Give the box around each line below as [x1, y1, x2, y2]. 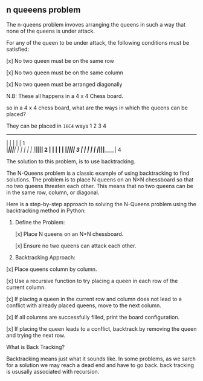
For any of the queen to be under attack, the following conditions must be [6, 39, 189, 46]
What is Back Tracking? [6, 343, 65, 350]
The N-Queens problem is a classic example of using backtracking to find [6, 169, 190, 177]
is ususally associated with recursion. [6, 368, 100, 375]
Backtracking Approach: [14, 253, 76, 261]
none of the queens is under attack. [6, 27, 95, 34]
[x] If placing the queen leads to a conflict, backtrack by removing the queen [6, 325, 197, 332]
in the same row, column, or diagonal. [6, 189, 100, 196]
